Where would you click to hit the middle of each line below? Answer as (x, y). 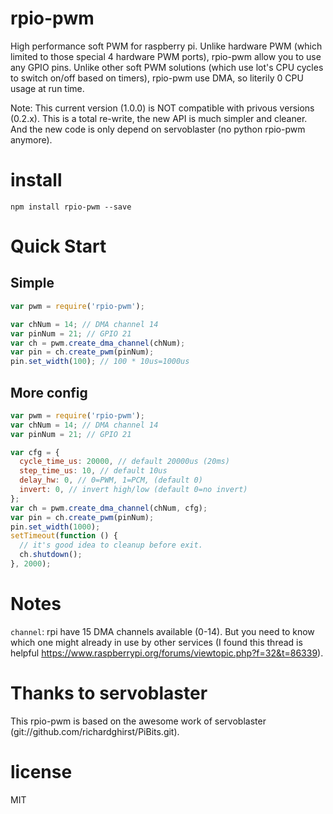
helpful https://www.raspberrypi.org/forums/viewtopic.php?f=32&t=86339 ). (167, 653)
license (41, 772)
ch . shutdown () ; (51, 555)
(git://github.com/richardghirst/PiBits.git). (95, 731)
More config (49, 392)
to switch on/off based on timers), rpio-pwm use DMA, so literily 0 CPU (157, 78)
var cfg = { (35, 452)
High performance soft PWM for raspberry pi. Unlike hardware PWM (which (166, 46)
